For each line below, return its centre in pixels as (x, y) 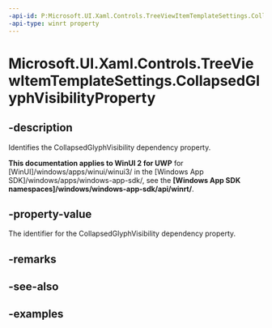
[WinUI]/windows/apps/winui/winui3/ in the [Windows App (106, 172)
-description (40, 128)
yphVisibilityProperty (82, 98)
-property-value (50, 214)
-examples (36, 314)
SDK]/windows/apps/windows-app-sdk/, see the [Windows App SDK (125, 180)
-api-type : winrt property (54, 23)
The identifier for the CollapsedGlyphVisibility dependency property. (122, 234)
